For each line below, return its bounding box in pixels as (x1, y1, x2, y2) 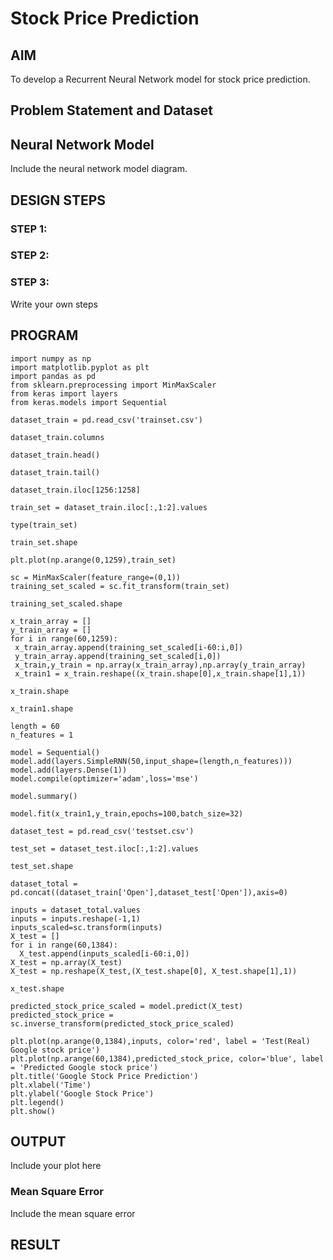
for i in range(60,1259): (10, 633, 118, 644)
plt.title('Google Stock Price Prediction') (10, 1071, 199, 1081)
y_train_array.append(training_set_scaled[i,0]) (14, 651, 222, 661)
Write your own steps (10, 298, 98, 310)
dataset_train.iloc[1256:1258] (10, 485, 141, 495)
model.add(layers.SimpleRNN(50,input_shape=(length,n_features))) (10, 756, 293, 766)
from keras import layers (10, 388, 118, 399)
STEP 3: (10, 275, 50, 289)
